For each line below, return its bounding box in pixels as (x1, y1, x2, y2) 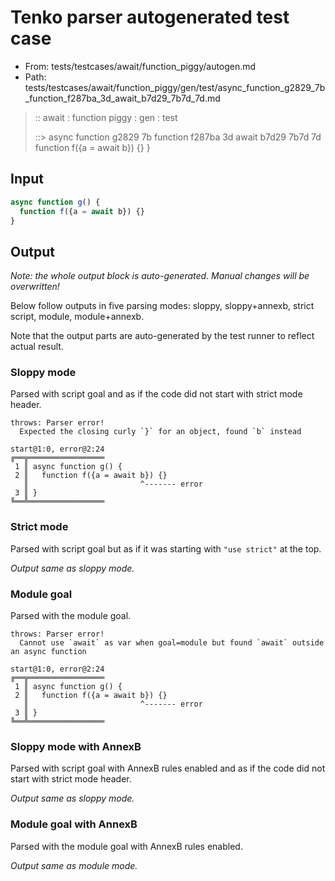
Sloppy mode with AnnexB (10, 740, 142, 753)
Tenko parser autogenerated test (10, 6, 290, 29)
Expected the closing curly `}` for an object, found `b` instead (19, 427, 302, 437)
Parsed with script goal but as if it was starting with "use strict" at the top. (10, 542, 322, 555)
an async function (10, 647, 87, 657)
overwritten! (10, 281, 60, 293)
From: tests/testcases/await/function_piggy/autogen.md (24, 60, 257, 72)
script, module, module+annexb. (10, 311, 145, 323)
